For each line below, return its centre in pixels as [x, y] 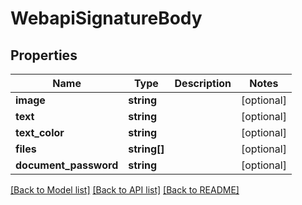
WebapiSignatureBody [106, 18]
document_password [67, 165]
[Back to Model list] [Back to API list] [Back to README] [125, 190]
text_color [40, 132]
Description [203, 83]
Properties [44, 55]
